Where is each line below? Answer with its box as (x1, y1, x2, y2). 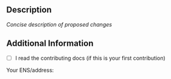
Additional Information (6, 39, 94, 49)
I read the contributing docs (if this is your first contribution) (15, 54, 166, 62)
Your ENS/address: (6, 66, 54, 74)
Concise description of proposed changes (6, 21, 113, 28)
